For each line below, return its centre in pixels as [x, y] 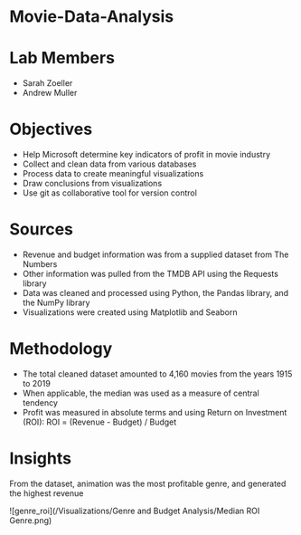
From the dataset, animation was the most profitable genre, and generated [148, 483]
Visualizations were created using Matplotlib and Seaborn [130, 312]
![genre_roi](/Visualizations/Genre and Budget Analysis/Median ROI [135, 511]
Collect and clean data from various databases [109, 164]
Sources [42, 229]
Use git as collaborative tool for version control [109, 193]
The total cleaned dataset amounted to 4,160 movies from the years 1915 [157, 374]
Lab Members [62, 58]
